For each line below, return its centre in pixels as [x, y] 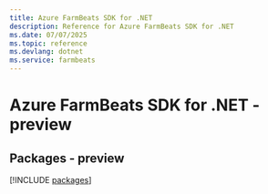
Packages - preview [67, 158]
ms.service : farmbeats [52, 60]
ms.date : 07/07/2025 [49, 35]
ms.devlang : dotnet [46, 52]
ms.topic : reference [49, 43]
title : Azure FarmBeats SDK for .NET [81, 18]
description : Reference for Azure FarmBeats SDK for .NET [122, 26]
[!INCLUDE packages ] [51, 180]
